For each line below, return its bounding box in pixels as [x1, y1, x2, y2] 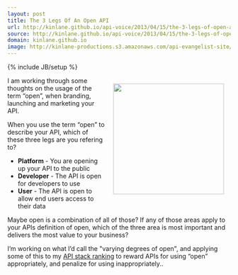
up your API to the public [17, 164, 91, 172]
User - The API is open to [17, 187, 92, 195]
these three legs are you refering [7, 135, 103, 144]
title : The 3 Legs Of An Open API [7, 17, 110, 24]
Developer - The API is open [17, 172, 101, 180]
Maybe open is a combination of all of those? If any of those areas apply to [7, 215, 225, 224]
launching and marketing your [7, 99, 95, 107]
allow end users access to [17, 194, 94, 203]
